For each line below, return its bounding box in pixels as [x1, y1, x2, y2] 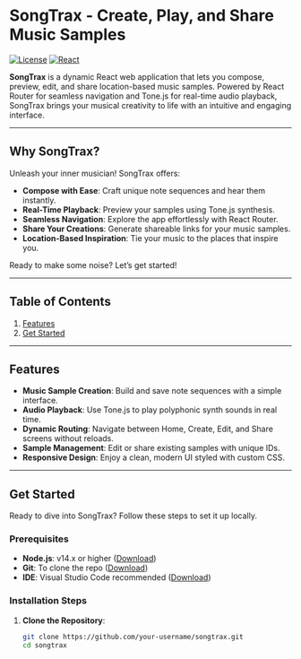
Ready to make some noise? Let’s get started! [9, 259, 177, 270]
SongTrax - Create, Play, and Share [9, 5, 275, 26]
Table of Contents [9, 294, 112, 309]
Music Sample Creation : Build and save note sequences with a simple [21, 386, 282, 396]
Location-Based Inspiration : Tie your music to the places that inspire [21, 232, 279, 243]
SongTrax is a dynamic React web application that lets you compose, [9, 71, 265, 82]
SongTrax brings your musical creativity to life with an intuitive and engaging [9, 100, 292, 110]
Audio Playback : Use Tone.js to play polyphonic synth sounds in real [21, 404, 278, 415]
